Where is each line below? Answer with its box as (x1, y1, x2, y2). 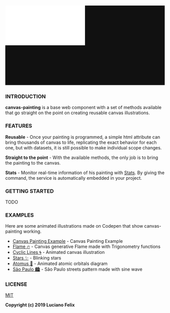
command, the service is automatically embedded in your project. (5, 175, 142, 181)
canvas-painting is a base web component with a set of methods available (5, 105, 162, 111)
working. (23, 228, 42, 235)
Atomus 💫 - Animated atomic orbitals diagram (12, 260, 108, 267)
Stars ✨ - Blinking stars (12, 255, 62, 261)
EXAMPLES (5, 212, 34, 219)
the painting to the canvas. (5, 160, 61, 166)
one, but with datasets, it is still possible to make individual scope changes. (5, 144, 162, 150)
